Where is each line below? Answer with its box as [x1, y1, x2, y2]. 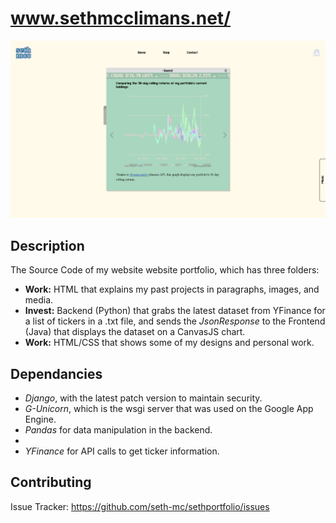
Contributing [10, 474, 92, 491]
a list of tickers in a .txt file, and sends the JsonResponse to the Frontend [24, 315, 326, 327]
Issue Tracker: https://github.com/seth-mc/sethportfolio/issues [10, 500, 270, 512]
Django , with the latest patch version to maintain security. [24, 392, 263, 404]
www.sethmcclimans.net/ [10, 7, 231, 30]
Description [10, 237, 85, 254]
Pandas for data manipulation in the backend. [24, 424, 213, 436]
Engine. [24, 413, 57, 426]
